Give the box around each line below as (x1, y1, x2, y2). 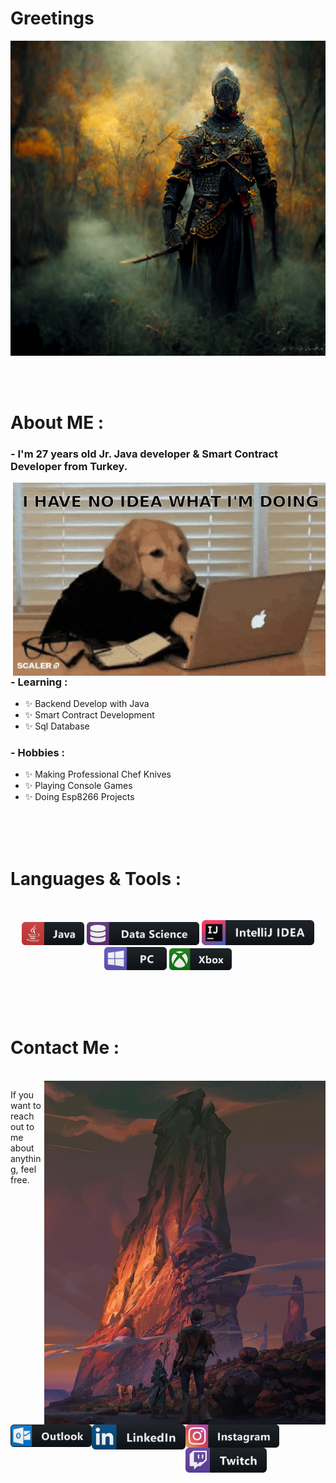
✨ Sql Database (24, 720, 90, 732)
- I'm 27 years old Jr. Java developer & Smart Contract (10, 447, 279, 461)
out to (10, 1120, 35, 1132)
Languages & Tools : (10, 867, 182, 890)
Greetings (10, 7, 95, 30)
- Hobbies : (10, 746, 66, 760)
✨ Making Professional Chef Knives (24, 768, 172, 781)
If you (10, 1088, 35, 1101)
